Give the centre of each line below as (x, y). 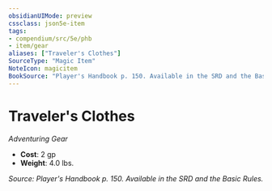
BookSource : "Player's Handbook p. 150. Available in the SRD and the (130, 76)
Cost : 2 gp (38, 154)
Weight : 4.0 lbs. (47, 163)
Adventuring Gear (38, 138)
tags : (17, 31)
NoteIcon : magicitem (43, 69)
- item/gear (28, 46)
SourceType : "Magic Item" (52, 62)
